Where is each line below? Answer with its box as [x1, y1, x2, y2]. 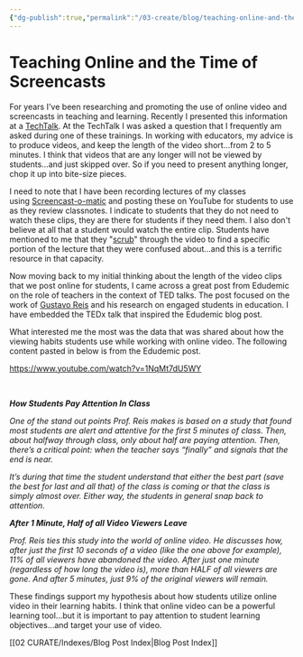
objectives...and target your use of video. [9, 619, 162, 630]
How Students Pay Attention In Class [9, 398, 151, 409]
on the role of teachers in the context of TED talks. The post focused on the [9, 290, 290, 301]
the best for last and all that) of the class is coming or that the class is [9, 480, 271, 492]
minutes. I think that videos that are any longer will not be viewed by [9, 149, 262, 160]
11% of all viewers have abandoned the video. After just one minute [9, 554, 260, 565]
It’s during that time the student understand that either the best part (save [9, 471, 284, 482]
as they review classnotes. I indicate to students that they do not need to [9, 205, 280, 216]
